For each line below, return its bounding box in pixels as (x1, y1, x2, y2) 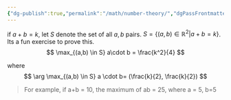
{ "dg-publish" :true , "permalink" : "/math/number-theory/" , (7, 10, 174, 17)
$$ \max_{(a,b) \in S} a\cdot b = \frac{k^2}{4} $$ (46, 49, 185, 57)
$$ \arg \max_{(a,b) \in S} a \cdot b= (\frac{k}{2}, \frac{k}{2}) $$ (23, 73, 208, 81)
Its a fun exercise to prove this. (7, 38, 95, 46)
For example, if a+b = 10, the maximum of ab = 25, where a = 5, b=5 (23, 86, 217, 94)
